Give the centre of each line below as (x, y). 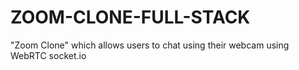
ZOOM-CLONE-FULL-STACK (130, 17)
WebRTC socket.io (48, 55)
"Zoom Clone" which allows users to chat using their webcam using (150, 45)
